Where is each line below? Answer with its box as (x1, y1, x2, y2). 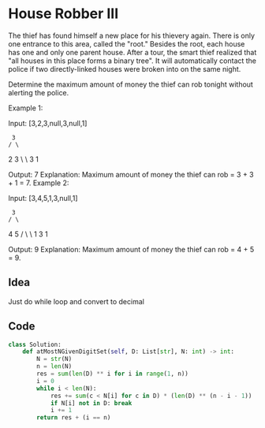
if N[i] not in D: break (50, 399, 132, 407)
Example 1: (8, 103, 43, 113)
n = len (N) (36, 363, 73, 370)
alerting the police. (8, 87, 69, 97)
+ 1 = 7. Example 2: (8, 178, 69, 188)
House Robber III (8, 5, 119, 23)
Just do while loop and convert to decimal (8, 296, 144, 306)
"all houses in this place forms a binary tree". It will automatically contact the (8, 56, 257, 65)
